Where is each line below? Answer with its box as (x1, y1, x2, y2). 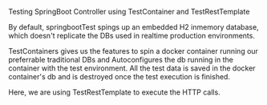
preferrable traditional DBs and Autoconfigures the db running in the (8, 55, 234, 64)
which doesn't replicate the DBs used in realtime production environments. (8, 31, 255, 40)
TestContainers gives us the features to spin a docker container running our (8, 46, 259, 55)
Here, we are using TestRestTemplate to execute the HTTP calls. (8, 87, 220, 97)
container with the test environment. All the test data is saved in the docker (8, 63, 256, 73)
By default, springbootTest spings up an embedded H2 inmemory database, (8, 22, 259, 31)
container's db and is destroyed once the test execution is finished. (8, 72, 231, 81)
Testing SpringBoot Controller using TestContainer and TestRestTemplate (8, 7, 250, 16)
